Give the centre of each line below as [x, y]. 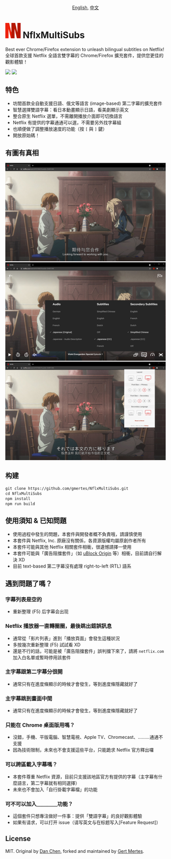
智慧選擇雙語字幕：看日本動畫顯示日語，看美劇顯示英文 [70, 109]
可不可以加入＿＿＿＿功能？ [39, 804]
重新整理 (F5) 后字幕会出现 [40, 612]
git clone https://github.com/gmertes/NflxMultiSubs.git [67, 488]
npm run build [20, 504]
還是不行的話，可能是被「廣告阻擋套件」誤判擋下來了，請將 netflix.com [88, 651]
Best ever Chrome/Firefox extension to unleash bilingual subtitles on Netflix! [85, 49]
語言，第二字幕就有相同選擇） [48, 783]
